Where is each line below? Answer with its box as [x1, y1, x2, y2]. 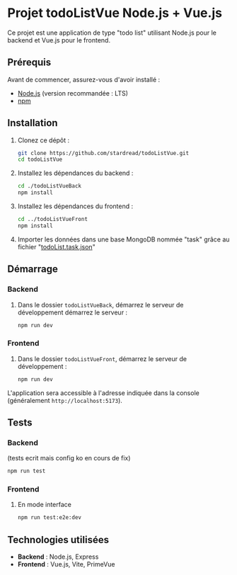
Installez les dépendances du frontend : [17, 202, 134, 210]
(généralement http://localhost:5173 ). [7, 396, 122, 404]
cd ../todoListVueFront [17, 216, 88, 223]
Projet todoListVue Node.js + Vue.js [7, 5, 223, 21]
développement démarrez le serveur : [17, 308, 128, 317]
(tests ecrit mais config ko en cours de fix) [7, 454, 131, 462]
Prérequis [7, 57, 52, 69]
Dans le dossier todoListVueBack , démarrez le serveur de [17, 300, 184, 309]
